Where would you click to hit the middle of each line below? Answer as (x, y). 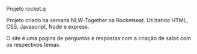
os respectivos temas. (34, 45)
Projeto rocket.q (26, 9)
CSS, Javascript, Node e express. (48, 27)
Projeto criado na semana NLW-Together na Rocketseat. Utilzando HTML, (97, 20)
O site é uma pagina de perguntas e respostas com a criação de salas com (98, 38)
